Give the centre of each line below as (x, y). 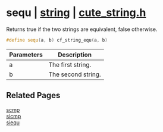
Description (75, 55)
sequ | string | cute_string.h (76, 13)
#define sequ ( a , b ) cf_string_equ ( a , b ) (57, 40)
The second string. (75, 74)
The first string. (70, 64)
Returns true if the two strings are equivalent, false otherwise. (82, 29)
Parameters (26, 55)
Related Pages (33, 95)
